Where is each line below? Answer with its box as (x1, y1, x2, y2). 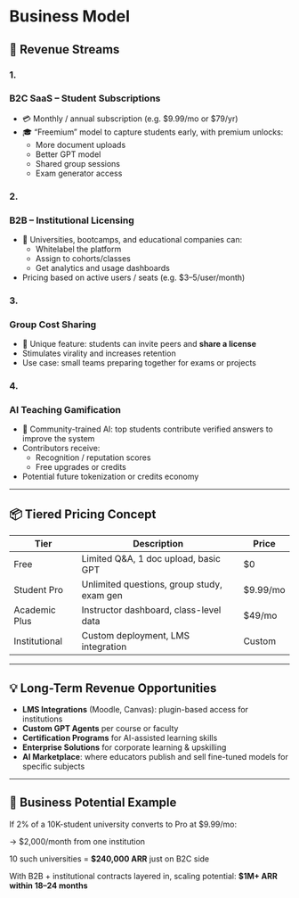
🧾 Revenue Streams (9, 42, 120, 57)
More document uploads (35, 139, 126, 150)
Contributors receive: (21, 443, 101, 454)
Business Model (9, 6, 131, 27)
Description (133, 538, 184, 550)
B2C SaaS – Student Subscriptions (9, 92, 161, 104)
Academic (13, 604, 56, 616)
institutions (21, 713, 63, 724)
